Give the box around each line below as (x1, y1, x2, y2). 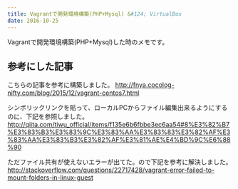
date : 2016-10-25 (7, 17, 59, 24)
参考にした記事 (7, 60, 73, 72)
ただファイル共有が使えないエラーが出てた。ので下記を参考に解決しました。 (7, 158, 232, 166)
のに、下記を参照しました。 (7, 112, 89, 121)
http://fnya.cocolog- (115, 81, 175, 89)
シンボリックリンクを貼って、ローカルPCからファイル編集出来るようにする (7, 103, 228, 112)
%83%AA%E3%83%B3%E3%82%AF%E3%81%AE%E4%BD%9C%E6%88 (7, 136, 231, 144)
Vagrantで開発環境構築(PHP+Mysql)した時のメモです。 (7, 37, 169, 46)
